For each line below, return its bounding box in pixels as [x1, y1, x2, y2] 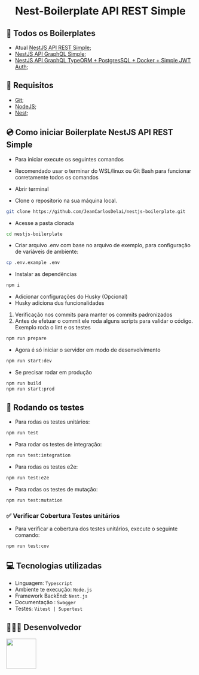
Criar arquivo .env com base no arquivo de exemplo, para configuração [14, 242, 191, 249]
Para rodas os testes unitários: [14, 418, 90, 425]
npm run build [6, 380, 42, 386]
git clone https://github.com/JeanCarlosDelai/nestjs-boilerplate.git [6, 208, 186, 214]
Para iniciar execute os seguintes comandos [14, 155, 124, 163]
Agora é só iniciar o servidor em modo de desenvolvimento [14, 346, 161, 353]
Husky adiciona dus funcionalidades [14, 299, 105, 307]
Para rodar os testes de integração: [14, 441, 102, 448]
